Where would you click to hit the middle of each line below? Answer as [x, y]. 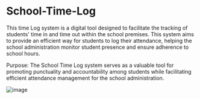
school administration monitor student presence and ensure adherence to [98, 47]
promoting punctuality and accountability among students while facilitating [99, 71]
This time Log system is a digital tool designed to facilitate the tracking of [97, 28]
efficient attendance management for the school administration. [85, 78]
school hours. [23, 53]
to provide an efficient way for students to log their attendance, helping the [99, 40]
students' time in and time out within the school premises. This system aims [100, 34]
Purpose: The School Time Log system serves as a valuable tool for [90, 65]
